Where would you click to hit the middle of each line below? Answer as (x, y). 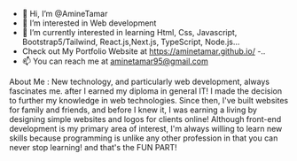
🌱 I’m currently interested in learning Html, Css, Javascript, (129, 32)
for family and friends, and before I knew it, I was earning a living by (133, 110)
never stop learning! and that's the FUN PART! (93, 147)
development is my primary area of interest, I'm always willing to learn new (146, 129)
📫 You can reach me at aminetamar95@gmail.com (115, 61)
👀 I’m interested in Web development (89, 23)
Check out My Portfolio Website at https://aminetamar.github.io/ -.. (144, 51)
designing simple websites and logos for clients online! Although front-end (145, 119)
